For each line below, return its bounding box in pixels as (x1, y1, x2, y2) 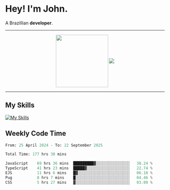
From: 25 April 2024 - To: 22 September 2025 (5, 143, 103, 148)
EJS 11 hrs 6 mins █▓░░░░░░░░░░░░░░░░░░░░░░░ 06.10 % (5, 171, 153, 176)
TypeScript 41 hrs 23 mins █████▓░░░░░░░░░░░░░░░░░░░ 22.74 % (5, 166, 153, 171)
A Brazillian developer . (5, 20, 53, 26)
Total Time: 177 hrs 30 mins (5, 152, 67, 157)
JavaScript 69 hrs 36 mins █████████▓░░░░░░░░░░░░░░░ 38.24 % (5, 161, 153, 166)
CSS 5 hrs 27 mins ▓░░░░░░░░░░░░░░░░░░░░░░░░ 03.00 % (5, 180, 153, 185)
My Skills (5, 101, 35, 110)
